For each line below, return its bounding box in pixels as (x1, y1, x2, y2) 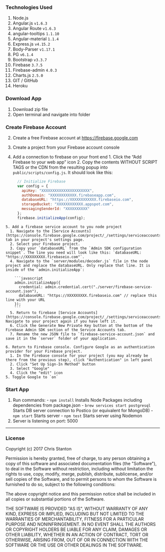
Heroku (12, 83, 28, 89)
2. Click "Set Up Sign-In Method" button (10, 362, 96, 367)
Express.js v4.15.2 (12, 41, 50, 47)
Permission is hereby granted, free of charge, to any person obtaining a (5, 455, 150, 461)
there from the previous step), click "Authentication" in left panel (5, 357, 153, 362)
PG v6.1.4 (12, 52, 34, 57)
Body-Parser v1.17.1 (12, 46, 55, 53)
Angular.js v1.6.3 (12, 20, 47, 26)
